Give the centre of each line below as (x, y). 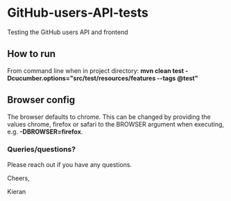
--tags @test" (178, 78)
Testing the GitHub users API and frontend (68, 32)
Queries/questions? (42, 150)
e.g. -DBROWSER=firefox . (45, 131)
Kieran (17, 191)
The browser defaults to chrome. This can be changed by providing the (109, 117)
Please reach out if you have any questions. (70, 164)
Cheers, (18, 178)
